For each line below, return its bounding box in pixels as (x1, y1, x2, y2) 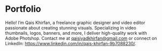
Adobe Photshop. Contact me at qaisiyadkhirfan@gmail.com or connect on (5, 35, 157, 41)
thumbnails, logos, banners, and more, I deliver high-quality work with (5, 30, 147, 36)
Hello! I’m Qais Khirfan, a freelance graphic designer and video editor (5, 20, 145, 25)
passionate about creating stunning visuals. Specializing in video (5, 25, 136, 30)
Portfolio (5, 3, 41, 15)
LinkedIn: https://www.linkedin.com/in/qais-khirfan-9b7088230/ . (5, 40, 136, 46)
